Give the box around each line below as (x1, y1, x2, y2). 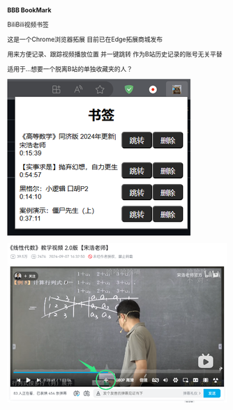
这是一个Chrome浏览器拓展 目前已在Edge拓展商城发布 (7, 35, 163, 43)
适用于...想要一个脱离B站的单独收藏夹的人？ (7, 65, 133, 73)
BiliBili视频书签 (7, 20, 49, 29)
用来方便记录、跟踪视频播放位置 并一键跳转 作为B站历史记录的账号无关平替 (7, 50, 223, 58)
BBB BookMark (7, 6, 52, 14)
